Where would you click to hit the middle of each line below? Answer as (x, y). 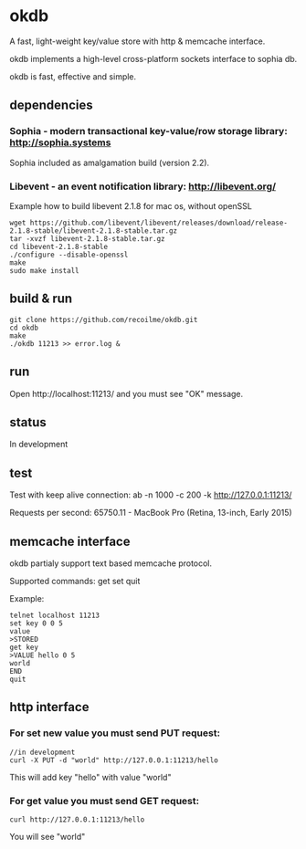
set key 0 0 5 (37, 623)
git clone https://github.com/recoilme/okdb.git (104, 320)
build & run (41, 299)
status (28, 422)
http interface (49, 707)
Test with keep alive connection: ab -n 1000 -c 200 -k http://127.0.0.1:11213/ (151, 495)
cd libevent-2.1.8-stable (58, 246)
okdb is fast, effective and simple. (73, 76)
